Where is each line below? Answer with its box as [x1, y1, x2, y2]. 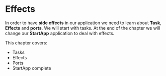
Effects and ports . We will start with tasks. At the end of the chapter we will [5, 25, 161, 31]
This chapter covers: [5, 39, 48, 45]
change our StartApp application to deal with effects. [5, 30, 115, 36]
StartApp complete [12, 65, 51, 71]
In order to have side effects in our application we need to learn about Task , [5, 20, 162, 26]
